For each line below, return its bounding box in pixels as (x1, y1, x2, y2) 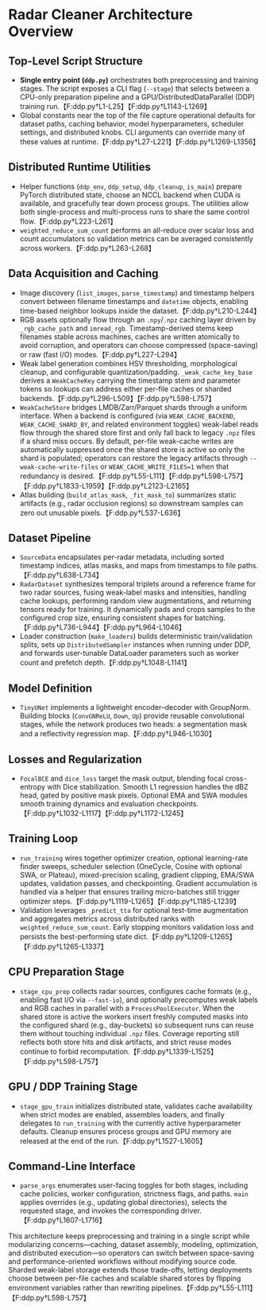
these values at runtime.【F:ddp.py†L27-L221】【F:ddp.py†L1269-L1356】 (19, 137, 260, 146)
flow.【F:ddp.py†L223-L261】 (19, 216, 118, 226)
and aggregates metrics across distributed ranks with (19, 914, 195, 923)
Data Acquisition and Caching (8, 267, 159, 280)
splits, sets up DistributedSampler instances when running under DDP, (19, 640, 252, 649)
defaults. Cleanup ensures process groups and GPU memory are (19, 1126, 232, 1136)
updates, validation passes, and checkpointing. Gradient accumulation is (19, 878, 258, 888)
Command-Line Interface (8, 1160, 137, 1173)
